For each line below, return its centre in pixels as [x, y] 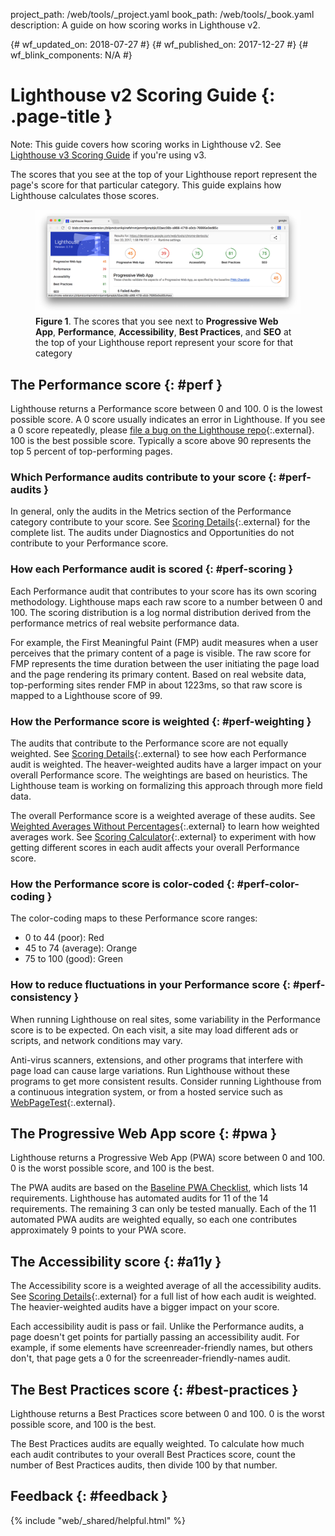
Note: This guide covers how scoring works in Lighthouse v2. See [146, 144]
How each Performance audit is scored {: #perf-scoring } [152, 569]
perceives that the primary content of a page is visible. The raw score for [161, 653]
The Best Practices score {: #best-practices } [154, 1389]
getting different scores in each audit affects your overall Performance [155, 847]
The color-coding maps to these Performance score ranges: [134, 918]
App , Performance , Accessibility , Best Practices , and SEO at [163, 332]
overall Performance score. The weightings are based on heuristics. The [159, 775]
